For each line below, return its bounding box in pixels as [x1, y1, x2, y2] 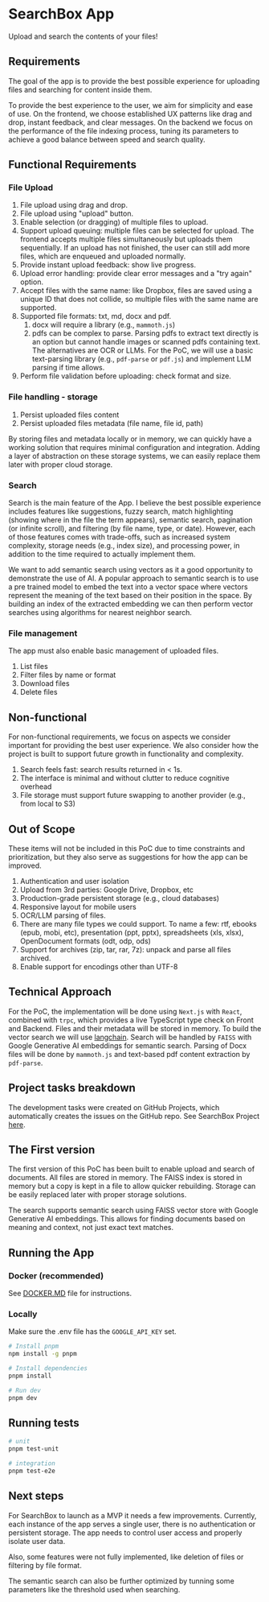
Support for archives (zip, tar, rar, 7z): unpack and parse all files [19, 944, 231, 954]
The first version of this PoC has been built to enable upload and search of [8, 1164, 255, 1174]
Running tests [8, 1416, 80, 1430]
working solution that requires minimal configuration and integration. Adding [8, 442, 261, 452]
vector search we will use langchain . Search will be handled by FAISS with [8, 1032, 252, 1042]
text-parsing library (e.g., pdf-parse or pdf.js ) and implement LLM [31, 354, 251, 364]
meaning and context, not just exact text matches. [8, 1223, 174, 1232]
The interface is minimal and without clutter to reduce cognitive [19, 774, 230, 783]
